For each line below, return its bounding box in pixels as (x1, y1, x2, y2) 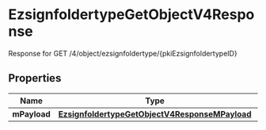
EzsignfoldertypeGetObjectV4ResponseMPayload (58, 109, 252, 120)
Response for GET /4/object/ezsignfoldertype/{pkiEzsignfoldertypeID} (8, 48, 237, 58)
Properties (8, 71, 62, 85)
